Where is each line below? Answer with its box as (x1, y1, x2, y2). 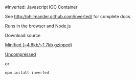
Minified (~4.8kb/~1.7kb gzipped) (5, 42, 72, 48)
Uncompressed (5, 51, 36, 57)
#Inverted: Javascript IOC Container (5, 4, 78, 10)
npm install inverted (5, 70, 49, 75)
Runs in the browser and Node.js (5, 23, 71, 29)
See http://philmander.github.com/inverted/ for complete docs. (5, 14, 132, 19)
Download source (5, 33, 41, 38)
